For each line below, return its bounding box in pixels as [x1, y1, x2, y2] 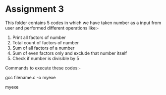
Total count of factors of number [12, 39, 79, 45]
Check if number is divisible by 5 [12, 55, 79, 61]
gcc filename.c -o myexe [5, 74, 56, 80]
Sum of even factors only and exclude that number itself [12, 50, 127, 56]
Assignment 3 [5, 3, 64, 15]
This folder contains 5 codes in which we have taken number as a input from [5, 20, 162, 26]
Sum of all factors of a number [12, 45, 75, 51]
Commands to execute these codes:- [5, 65, 81, 71]
